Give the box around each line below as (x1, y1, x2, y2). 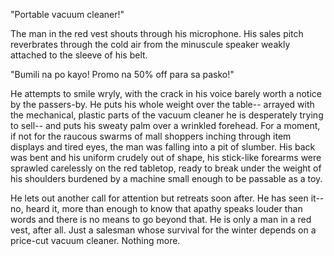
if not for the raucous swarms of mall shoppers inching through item (10, 130, 292, 142)
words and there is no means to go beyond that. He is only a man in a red (10, 214, 312, 225)
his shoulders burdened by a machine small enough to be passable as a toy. (10, 173, 323, 184)
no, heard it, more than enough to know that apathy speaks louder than (10, 203, 303, 214)
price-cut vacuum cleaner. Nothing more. (10, 235, 181, 246)
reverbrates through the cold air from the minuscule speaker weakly (10, 39, 291, 50)
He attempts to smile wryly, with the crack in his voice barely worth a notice (10, 88, 322, 99)
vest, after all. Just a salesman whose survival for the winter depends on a (10, 224, 317, 236)
